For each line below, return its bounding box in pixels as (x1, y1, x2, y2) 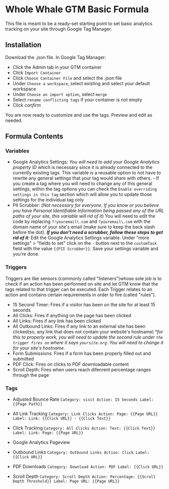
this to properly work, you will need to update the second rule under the (12, 334, 163, 340)
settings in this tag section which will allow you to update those (12, 191, 152, 197)
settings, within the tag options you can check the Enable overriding (12, 186, 157, 192)
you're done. (12, 251, 40, 257)
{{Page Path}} (12, 402, 43, 407)
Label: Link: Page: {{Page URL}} (12, 430, 84, 435)
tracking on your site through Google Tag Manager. (5, 25, 112, 32)
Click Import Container (12, 69, 61, 75)
